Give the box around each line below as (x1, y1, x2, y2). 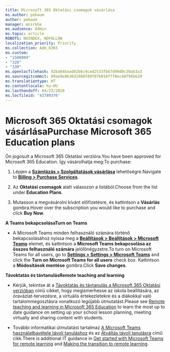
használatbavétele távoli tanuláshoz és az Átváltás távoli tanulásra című (12, 330, 163, 336)
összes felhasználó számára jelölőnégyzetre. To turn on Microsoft (12, 246, 152, 253)
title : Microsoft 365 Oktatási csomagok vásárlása (5, 7, 115, 13)
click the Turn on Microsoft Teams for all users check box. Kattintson (12, 257, 159, 263)
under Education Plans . (12, 189, 63, 195)
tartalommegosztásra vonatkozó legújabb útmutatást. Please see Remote (12, 298, 165, 305)
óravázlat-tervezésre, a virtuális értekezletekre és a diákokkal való (12, 293, 152, 299)
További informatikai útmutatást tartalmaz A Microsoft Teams (12, 324, 141, 331)
